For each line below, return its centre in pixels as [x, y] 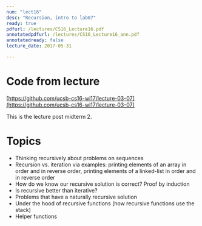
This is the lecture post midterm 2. [49, 116]
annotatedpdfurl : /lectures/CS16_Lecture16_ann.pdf [73, 35]
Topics [24, 141]
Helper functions [36, 216]
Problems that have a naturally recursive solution [76, 197]
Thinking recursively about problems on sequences [79, 158]
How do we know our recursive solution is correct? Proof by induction [102, 184]
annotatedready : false [35, 40]
